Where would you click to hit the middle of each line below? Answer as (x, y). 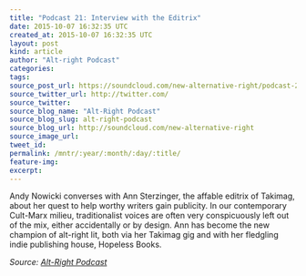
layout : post (34, 43)
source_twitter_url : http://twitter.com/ (89, 94)
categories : (32, 69)
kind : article (36, 52)
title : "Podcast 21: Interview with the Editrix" (106, 18)
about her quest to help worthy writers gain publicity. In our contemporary (148, 206)
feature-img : (34, 162)
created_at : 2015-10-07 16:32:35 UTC (81, 35)
